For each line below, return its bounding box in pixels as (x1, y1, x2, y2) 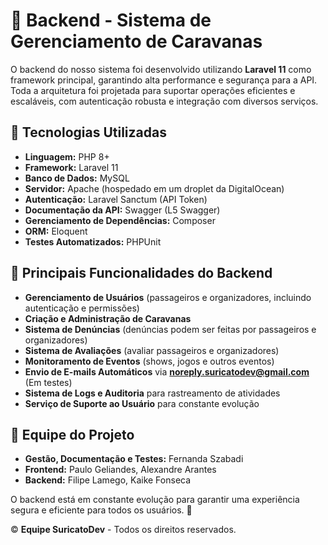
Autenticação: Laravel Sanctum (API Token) (24, 193, 208, 205)
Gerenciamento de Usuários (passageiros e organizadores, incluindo (24, 291, 312, 303)
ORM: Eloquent (24, 225, 88, 237)
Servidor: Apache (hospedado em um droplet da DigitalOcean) (24, 182, 285, 194)
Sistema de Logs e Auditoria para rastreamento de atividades (24, 387, 281, 399)
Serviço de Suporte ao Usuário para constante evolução (24, 397, 260, 409)
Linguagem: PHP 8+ (24, 150, 110, 163)
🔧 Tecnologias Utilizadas (10, 124, 167, 141)
